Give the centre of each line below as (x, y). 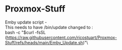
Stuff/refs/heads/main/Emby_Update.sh (44, 42)
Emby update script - (26, 22)
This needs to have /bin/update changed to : (49, 27)
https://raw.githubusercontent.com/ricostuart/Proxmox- (62, 37)
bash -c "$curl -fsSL (25, 32)
